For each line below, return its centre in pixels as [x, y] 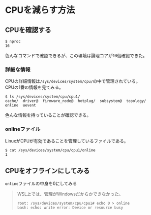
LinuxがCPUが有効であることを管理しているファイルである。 [67, 141]
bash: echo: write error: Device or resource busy [70, 208]
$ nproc [13, 41]
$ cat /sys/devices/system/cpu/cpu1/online [50, 150]
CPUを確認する [28, 30]
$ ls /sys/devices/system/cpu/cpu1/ [43, 97]
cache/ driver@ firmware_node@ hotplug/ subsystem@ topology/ [76, 101]
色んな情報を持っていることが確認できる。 [48, 115]
